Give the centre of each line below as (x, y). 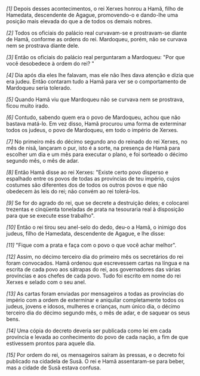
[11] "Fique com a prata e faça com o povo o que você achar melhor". (91, 245)
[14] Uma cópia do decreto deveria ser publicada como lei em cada (89, 331)
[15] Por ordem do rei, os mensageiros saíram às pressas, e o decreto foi (96, 355)
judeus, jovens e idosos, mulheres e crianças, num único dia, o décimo (93, 306)
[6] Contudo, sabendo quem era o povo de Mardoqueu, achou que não (93, 117)
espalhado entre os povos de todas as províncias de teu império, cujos (93, 178)
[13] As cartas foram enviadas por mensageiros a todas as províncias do (95, 294)
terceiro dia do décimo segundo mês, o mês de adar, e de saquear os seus (98, 313)
